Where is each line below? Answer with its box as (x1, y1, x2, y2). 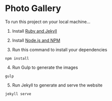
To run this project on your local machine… (5, 19, 91, 25)
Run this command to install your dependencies (12, 47, 108, 52)
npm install (5, 56, 29, 61)
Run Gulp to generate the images (12, 64, 79, 70)
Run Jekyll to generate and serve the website (12, 82, 103, 88)
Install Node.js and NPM (12, 37, 61, 43)
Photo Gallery (5, 3, 62, 14)
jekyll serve (5, 91, 32, 96)
